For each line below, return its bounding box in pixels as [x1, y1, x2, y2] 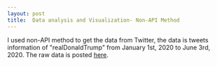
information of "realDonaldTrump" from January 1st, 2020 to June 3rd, [7, 43, 211, 51]
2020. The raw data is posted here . [7, 50, 109, 59]
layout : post [7, 10, 45, 17]
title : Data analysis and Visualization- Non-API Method [7, 17, 180, 24]
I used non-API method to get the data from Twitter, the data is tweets [7, 35, 209, 44]
